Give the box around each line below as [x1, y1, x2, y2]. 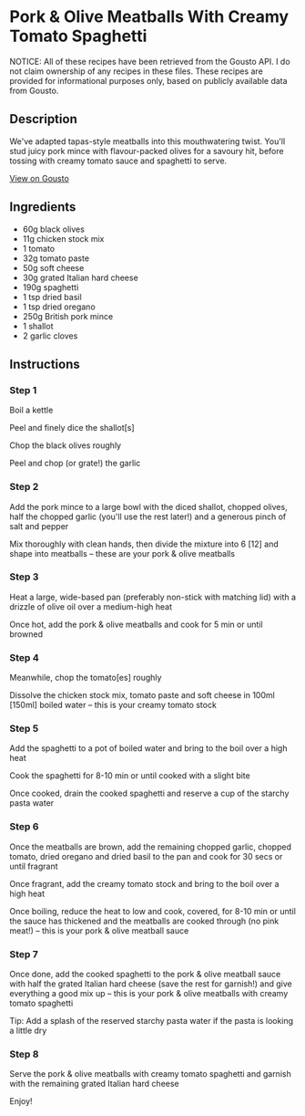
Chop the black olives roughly [9, 440, 121, 451]
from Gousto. [9, 85, 59, 96]
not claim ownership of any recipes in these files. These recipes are [9, 66, 264, 77]
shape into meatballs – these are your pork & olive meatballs [9, 548, 235, 558]
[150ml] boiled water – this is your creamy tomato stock [9, 700, 217, 711]
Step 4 [9, 651, 39, 663]
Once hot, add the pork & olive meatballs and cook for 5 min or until [9, 619, 263, 630]
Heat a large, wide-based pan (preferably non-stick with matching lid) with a [9, 591, 297, 602]
